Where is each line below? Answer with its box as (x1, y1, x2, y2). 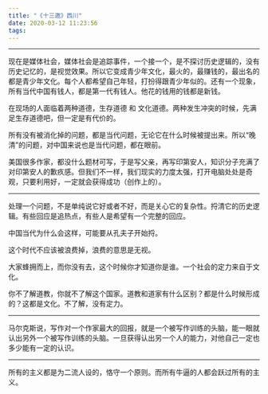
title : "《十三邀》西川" (8, 11, 82, 20)
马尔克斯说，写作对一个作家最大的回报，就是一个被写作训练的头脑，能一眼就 (8, 323, 260, 333)
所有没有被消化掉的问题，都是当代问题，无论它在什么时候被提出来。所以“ (8, 131, 250, 140)
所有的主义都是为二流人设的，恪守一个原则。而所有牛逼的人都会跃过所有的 (8, 368, 253, 377)
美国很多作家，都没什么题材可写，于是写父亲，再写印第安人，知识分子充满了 (8, 157, 260, 167)
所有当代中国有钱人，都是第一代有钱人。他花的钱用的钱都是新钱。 (8, 87, 225, 96)
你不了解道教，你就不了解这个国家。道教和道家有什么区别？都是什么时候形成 (8, 289, 260, 298)
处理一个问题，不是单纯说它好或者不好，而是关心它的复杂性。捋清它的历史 (8, 201, 253, 211)
